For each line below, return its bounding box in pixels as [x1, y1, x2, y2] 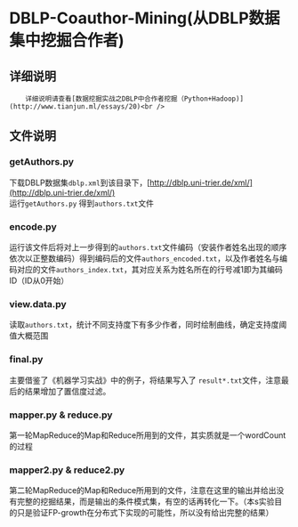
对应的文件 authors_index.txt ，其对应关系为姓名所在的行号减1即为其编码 [16, 263, 283, 274]
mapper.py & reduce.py [9, 409, 113, 421]
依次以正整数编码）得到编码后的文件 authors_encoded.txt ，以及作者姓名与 [9, 253, 280, 263]
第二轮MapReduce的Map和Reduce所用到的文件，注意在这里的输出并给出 [9, 485, 278, 496]
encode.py [9, 220, 57, 232]
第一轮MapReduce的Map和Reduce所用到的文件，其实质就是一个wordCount [9, 429, 286, 441]
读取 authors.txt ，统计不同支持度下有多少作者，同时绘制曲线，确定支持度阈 [9, 320, 287, 330]
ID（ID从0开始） [9, 275, 69, 286]
